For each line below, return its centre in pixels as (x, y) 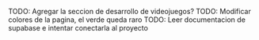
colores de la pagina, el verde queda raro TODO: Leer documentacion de (127, 20)
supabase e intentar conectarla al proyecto (78, 28)
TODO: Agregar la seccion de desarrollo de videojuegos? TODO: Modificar (129, 11)
